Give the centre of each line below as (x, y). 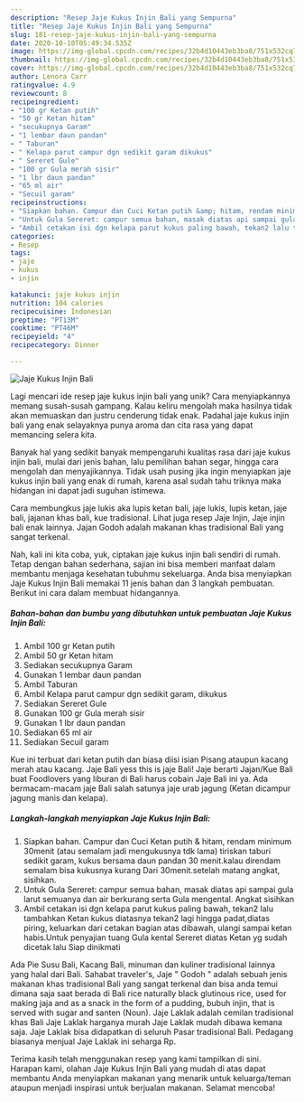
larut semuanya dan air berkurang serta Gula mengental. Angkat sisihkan (159, 899)
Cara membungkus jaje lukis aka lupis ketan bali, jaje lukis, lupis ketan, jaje (149, 508)
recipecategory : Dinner (55, 345)
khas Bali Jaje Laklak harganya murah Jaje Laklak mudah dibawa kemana (147, 1022)
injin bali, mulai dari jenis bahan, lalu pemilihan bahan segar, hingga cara (144, 461)
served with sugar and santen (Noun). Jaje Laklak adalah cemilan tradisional (152, 1013)
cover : (23, 69)
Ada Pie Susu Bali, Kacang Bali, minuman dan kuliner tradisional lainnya (143, 965)
